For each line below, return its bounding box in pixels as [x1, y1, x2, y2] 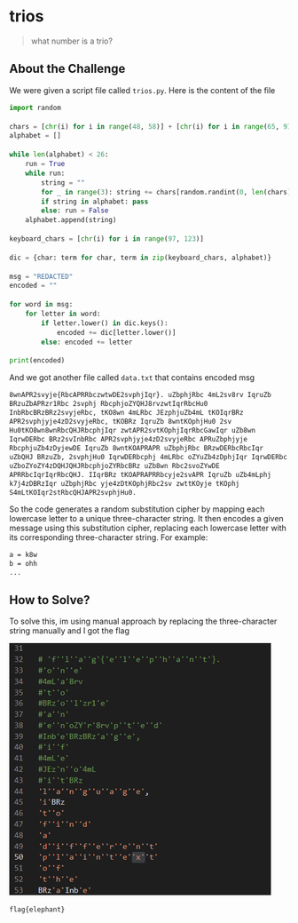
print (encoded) [9, 356, 66, 365]
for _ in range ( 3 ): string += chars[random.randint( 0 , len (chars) [41, 187, 292, 196]
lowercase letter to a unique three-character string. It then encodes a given [9, 513, 284, 524]
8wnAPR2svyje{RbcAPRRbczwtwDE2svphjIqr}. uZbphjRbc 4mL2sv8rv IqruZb [9, 391, 272, 400]
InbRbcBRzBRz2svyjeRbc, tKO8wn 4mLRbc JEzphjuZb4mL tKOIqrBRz [9, 409, 244, 418]
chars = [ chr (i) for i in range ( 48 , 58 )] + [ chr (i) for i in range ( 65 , [9, 122, 280, 131]
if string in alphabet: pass [41, 197, 149, 206]
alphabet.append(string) [25, 216, 117, 225]
